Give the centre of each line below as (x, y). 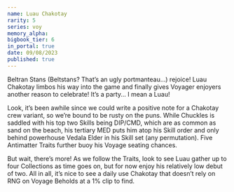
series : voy (25, 27)
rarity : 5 (22, 20)
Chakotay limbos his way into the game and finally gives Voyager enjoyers (114, 87)
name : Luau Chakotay (37, 14)
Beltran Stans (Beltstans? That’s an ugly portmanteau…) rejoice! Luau (107, 79)
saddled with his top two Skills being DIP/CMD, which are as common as (112, 123)
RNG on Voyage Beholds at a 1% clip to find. (71, 181)
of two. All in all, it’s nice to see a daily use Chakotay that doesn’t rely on (111, 173)
